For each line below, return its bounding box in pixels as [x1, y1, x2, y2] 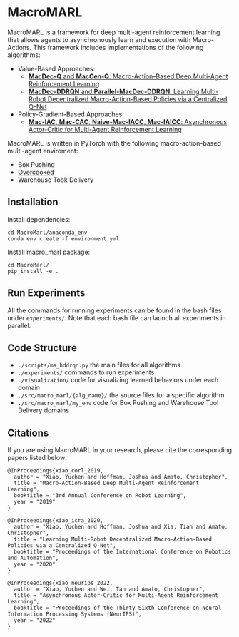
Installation [7, 196, 59, 208]
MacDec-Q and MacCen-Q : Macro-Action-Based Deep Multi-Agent [28, 72, 228, 81]
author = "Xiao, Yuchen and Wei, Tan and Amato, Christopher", [14, 586, 205, 593]
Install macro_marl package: [7, 248, 91, 256]
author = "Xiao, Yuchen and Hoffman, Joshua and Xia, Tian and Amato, [14, 524, 228, 531]
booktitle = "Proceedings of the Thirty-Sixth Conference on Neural [14, 604, 222, 612]
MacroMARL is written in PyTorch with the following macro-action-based [7, 138, 221, 147]
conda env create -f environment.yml [7, 235, 120, 243]
